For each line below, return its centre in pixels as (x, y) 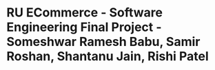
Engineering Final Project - (84, 27)
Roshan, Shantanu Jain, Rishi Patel (108, 57)
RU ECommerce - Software (85, 13)
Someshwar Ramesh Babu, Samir (103, 42)
